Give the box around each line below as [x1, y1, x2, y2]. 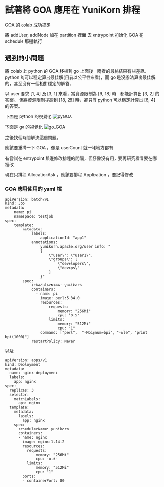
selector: [9, 392, 29, 397]
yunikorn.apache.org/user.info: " [40, 244, 111, 249]
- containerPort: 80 [23, 478, 65, 483]
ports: [23, 474, 36, 479]
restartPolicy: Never [31, 339, 76, 344]
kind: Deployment [5, 362, 41, 367]
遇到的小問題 [5, 54, 44, 62]
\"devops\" [57, 266, 80, 271]
